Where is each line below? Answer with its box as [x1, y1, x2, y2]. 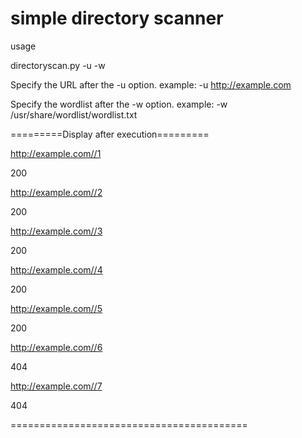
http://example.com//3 [10, 225, 103, 237]
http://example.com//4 [10, 263, 103, 276]
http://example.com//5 [10, 302, 103, 314]
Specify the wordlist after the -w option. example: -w [10, 98, 228, 110]
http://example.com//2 [10, 186, 103, 198]
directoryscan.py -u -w [10, 59, 106, 71]
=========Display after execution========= [10, 128, 210, 140]
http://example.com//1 [10, 147, 102, 159]
